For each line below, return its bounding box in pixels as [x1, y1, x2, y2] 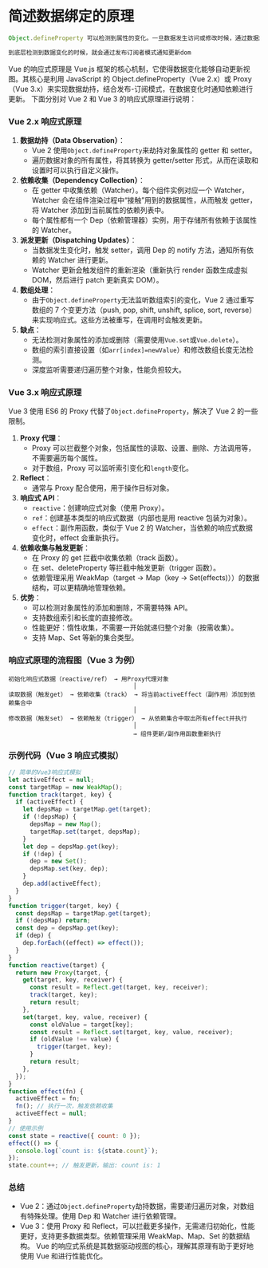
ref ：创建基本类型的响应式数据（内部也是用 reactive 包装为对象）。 [31, 513, 251, 523]
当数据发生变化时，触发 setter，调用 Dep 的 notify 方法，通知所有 [31, 245, 247, 255]
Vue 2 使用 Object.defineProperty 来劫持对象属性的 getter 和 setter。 [31, 145, 257, 155]
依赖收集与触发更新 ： [19, 543, 90, 553]
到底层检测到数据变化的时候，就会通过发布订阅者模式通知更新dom [8, 49, 191, 57]
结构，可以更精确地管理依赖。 [31, 583, 130, 593]
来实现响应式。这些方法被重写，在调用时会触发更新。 [31, 314, 207, 324]
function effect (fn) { [8, 1087, 84, 1096]
